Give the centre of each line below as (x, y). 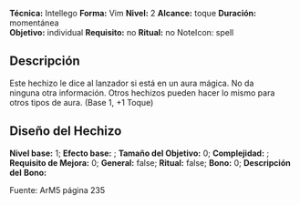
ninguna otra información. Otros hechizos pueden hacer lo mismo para (142, 92)
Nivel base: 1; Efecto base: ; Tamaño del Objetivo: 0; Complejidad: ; (140, 153)
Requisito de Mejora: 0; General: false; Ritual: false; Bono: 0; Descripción (150, 162)
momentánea (34, 23)
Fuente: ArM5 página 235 (57, 190)
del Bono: (28, 172)
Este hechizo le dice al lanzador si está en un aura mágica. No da (132, 83)
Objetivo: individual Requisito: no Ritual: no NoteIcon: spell (122, 32)
